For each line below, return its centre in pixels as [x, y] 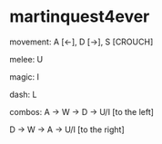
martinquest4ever [80, 17]
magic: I [24, 77]
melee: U [26, 59]
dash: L [23, 94]
